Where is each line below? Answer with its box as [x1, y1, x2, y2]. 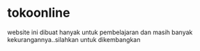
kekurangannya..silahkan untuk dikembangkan [7, 35, 141, 43]
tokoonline [7, 5, 70, 21]
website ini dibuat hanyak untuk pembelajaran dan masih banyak [7, 28, 193, 36]
